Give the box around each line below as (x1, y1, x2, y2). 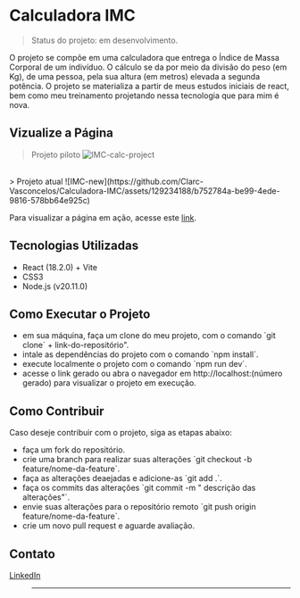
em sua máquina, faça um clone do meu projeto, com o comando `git (21, 330, 277, 341)
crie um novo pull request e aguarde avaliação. (21, 520, 195, 531)
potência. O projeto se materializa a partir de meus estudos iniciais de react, (9, 80, 290, 91)
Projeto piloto (30, 149, 81, 160)
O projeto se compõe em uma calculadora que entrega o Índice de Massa (9, 52, 279, 62)
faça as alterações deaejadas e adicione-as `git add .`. (21, 473, 223, 484)
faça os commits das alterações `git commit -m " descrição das (21, 483, 256, 494)
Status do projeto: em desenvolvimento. (30, 35, 179, 46)
